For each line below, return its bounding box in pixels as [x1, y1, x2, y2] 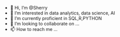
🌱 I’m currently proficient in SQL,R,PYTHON [10, 15, 102, 21]
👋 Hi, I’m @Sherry [10, 5, 47, 10]
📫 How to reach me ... [10, 26, 58, 32]
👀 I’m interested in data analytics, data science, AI [10, 10, 115, 16]
